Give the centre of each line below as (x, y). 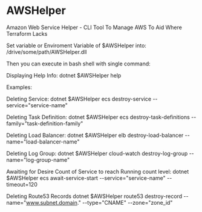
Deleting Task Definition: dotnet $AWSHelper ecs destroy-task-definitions (98, 117)
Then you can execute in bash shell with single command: (79, 64)
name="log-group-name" (38, 160)
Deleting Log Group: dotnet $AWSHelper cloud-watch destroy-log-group (97, 153)
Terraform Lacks (27, 33)
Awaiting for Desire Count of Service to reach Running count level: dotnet (98, 171)
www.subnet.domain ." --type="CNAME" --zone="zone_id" (99, 202)
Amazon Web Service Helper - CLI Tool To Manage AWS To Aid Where (94, 27)
